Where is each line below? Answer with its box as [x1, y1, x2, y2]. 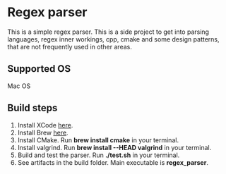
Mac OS [7, 82, 31, 90]
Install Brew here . [17, 128, 69, 137]
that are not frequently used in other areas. [7, 42, 132, 51]
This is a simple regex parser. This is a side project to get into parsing [7, 27, 210, 36]
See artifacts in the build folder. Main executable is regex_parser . [17, 158, 208, 166]
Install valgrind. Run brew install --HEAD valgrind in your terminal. [17, 143, 212, 151]
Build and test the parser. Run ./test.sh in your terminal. [17, 151, 180, 159]
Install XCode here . [17, 120, 73, 129]
